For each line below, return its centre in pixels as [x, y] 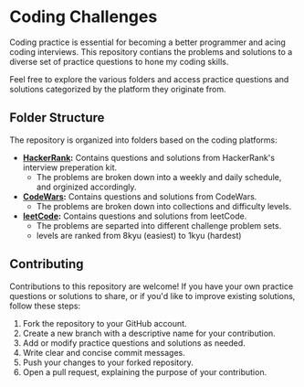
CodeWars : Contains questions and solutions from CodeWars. [140, 196]
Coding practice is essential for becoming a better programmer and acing [147, 42]
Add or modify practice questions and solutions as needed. [134, 343]
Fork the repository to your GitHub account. [105, 323]
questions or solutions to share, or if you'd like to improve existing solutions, [152, 296]
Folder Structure [57, 118]
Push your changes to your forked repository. [108, 362]
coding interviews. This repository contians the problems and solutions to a [151, 51]
